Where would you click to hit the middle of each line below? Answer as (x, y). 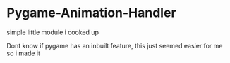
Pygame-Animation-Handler (92, 13)
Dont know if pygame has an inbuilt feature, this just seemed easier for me (115, 45)
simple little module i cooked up (53, 32)
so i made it (23, 53)
